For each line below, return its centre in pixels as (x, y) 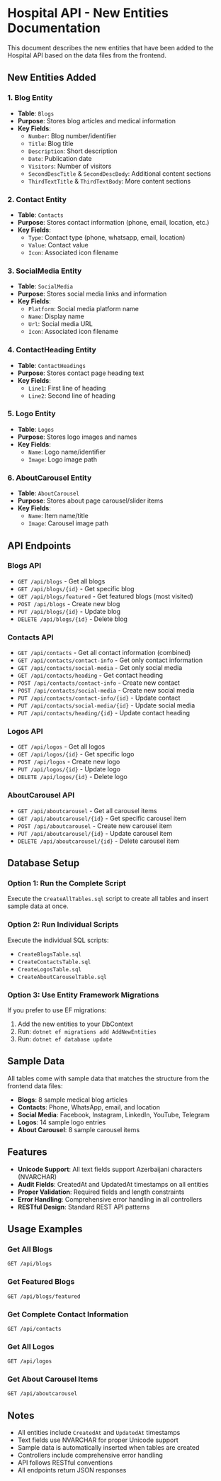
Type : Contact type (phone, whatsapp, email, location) (107, 237)
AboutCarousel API (41, 795)
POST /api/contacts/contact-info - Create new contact (99, 683)
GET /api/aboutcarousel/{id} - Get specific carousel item (102, 818)
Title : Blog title (51, 143)
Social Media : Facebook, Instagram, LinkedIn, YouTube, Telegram (114, 1114)
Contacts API (30, 637)
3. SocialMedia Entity (45, 271)
